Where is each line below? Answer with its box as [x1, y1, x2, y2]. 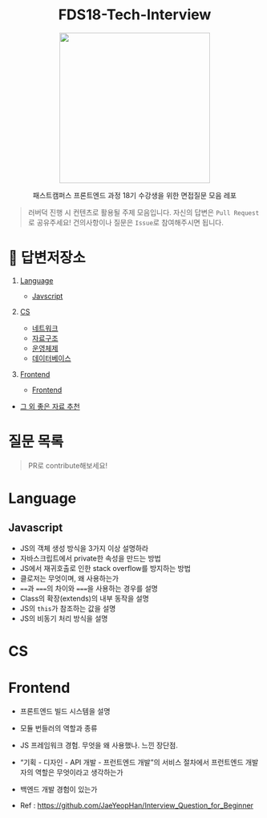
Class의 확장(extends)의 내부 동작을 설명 [19, 593, 150, 603]
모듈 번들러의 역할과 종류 [19, 723, 98, 733]
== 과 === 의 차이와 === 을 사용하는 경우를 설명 [19, 583, 158, 593]
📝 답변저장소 [8, 249, 86, 267]
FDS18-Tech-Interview [58, 6, 212, 24]
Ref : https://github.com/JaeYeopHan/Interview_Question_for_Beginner [19, 800, 254, 810]
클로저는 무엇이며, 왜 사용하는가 [19, 573, 119, 583]
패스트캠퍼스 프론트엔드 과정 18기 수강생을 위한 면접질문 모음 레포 [32, 190, 237, 200]
